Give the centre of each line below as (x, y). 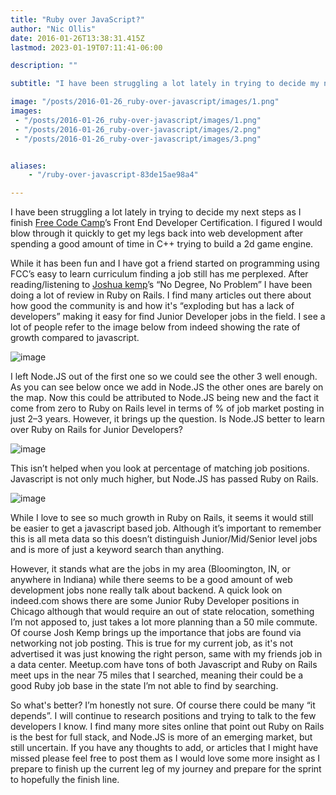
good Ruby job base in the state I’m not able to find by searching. (144, 686)
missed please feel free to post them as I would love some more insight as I (165, 758)
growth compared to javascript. (75, 338)
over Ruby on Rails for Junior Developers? (96, 430)
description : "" (44, 66)
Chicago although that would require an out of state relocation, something (162, 612)
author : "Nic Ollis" (53, 29)
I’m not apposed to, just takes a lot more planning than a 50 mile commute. (164, 622)
